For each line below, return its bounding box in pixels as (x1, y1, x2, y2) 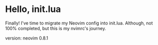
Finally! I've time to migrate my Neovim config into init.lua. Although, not (5, 20, 153, 26)
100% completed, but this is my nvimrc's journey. (5, 25, 106, 31)
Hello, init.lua (5, 3, 61, 15)
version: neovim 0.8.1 (5, 35, 48, 41)
